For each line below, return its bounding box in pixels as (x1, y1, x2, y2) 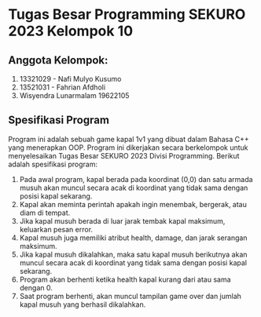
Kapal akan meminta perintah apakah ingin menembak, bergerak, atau (19, 199, 248, 209)
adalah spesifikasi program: (8, 159, 98, 169)
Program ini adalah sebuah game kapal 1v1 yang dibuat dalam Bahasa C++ (8, 134, 249, 144)
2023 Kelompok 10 (8, 22, 134, 40)
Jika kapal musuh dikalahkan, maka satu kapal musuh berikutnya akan (19, 250, 248, 259)
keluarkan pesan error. (19, 224, 93, 234)
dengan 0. (19, 282, 53, 292)
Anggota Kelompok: (8, 53, 108, 67)
